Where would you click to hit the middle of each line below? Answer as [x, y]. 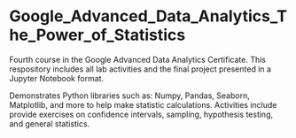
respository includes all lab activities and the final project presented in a [140, 69]
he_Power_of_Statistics [97, 35]
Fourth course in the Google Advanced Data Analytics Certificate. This [137, 59]
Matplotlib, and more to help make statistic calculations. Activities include [143, 104]
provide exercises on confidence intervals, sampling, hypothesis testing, [141, 114]
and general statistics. [50, 123]
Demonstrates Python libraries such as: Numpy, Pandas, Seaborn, [129, 96]
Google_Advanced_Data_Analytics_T [148, 16]
